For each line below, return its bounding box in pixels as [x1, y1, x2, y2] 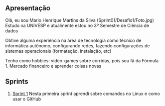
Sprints [5, 77, 28, 86]
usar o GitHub [12, 96, 41, 102]
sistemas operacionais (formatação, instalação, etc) [5, 48, 112, 54]
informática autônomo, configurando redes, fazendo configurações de [5, 42, 150, 49]
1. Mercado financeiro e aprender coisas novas [5, 63, 102, 69]
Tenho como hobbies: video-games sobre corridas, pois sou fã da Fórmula [5, 57, 159, 64]
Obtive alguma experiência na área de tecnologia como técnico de [5, 37, 142, 43]
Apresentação [5, 4, 51, 12]
